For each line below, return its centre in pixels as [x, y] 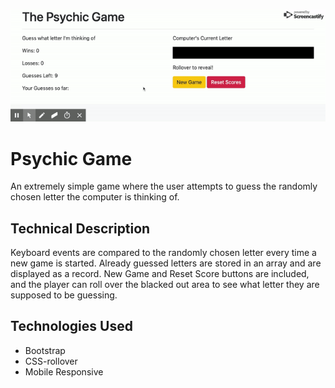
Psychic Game [71, 158]
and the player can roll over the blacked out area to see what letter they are [165, 285]
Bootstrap [45, 350]
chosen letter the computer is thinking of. [95, 197]
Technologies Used [71, 326]
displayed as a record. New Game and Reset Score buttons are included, [160, 274]
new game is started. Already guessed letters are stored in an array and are [166, 263]
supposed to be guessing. [64, 295]
